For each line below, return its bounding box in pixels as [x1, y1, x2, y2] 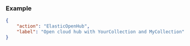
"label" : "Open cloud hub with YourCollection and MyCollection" [16, 29, 185, 35]
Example [5, 4, 32, 13]
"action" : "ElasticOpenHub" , [16, 23, 90, 29]
